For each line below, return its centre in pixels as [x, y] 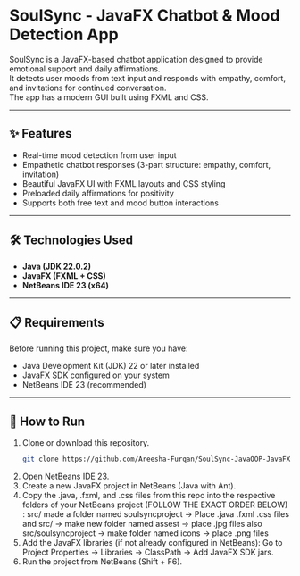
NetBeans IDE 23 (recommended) [84, 385]
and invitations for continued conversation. [88, 88]
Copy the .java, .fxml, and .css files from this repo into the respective [149, 496]
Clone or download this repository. [86, 443]
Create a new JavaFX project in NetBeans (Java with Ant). [129, 486]
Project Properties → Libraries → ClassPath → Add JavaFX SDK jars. [148, 552]
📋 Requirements [57, 322]
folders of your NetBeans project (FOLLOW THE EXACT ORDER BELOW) [155, 505]
